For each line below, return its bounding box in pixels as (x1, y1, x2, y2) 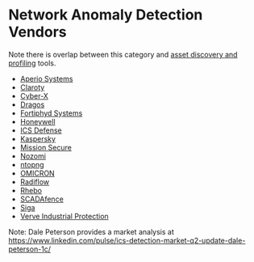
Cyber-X (19, 91, 48, 100)
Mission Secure (19, 142, 73, 152)
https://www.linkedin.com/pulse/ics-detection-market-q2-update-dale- (8, 235, 246, 245)
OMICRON (19, 168, 55, 178)
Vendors (8, 23, 67, 41)
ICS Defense (19, 125, 62, 135)
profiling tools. (8, 58, 56, 68)
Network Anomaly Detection (8, 6, 203, 24)
